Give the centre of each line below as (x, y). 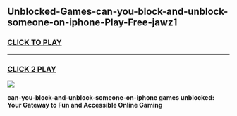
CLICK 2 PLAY (32, 69)
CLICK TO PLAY (35, 43)
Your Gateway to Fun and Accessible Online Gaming (85, 105)
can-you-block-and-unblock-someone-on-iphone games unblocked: (111, 97)
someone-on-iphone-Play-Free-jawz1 (92, 23)
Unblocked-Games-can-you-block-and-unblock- (118, 12)
